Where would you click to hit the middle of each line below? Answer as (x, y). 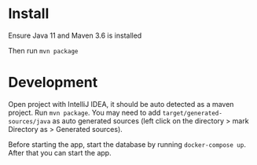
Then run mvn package (43, 50)
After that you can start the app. (60, 152)
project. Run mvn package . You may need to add (84, 112)
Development (53, 82)
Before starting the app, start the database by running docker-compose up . (127, 144)
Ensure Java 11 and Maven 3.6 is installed (75, 35)
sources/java (29, 121)
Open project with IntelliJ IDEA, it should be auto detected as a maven (121, 104)
